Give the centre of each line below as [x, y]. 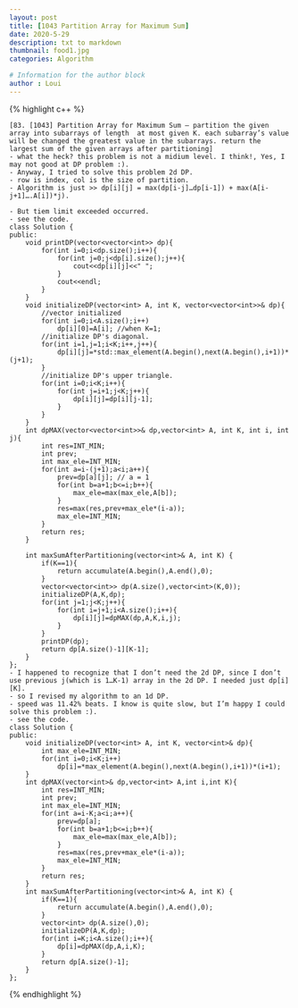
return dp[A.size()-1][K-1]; [95, 649]
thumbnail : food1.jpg [50, 51]
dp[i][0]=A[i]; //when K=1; [109, 328]
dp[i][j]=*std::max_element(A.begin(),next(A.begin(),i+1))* [173, 352]
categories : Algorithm [51, 59]
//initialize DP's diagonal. [95, 336]
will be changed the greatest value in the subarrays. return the [135, 141]
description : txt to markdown [66, 42]
